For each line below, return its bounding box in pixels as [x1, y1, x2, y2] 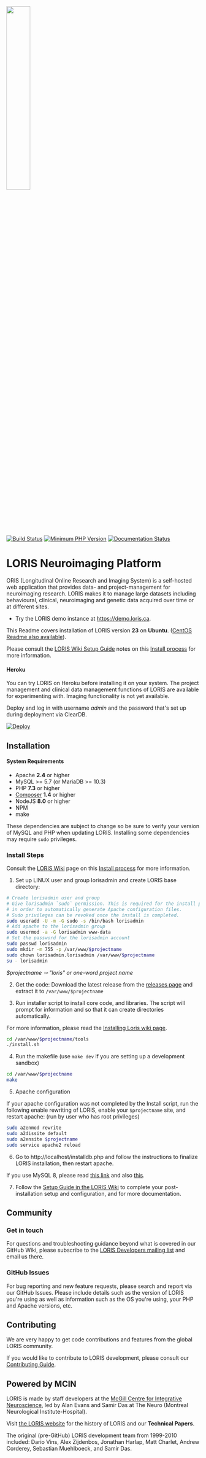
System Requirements [6, 758, 64, 765]
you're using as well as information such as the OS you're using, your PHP [6, 1295, 194, 1303]
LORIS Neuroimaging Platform [6, 557, 161, 570]
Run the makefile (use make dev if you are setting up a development [15, 1053, 185, 1060]
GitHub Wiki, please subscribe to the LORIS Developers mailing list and [6, 1246, 185, 1254]
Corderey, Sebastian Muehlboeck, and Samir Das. [6, 1445, 132, 1452]
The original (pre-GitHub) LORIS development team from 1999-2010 [6, 1432, 177, 1439]
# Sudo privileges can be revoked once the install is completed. [6, 912, 180, 918]
